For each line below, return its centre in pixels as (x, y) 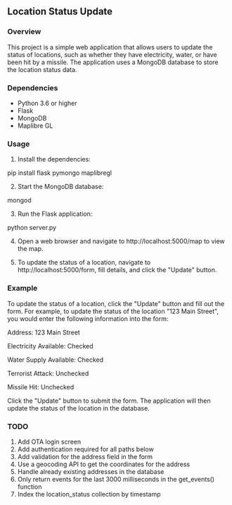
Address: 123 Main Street (44, 332)
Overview (24, 32)
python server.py (32, 228)
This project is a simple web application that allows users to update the (110, 47)
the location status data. (42, 69)
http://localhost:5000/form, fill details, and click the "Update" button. (117, 270)
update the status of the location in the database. (78, 408)
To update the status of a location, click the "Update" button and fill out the (116, 303)
